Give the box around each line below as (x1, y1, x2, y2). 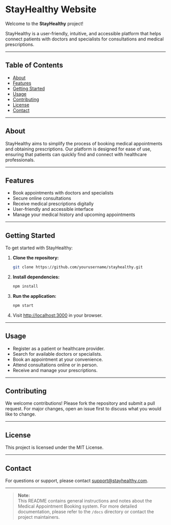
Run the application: (12, 293, 57, 299)
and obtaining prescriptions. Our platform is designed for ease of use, (5, 146, 152, 152)
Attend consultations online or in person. (12, 362, 98, 368)
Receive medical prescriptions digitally (12, 201, 94, 207)
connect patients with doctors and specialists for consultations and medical (5, 36, 164, 42)
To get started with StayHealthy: (5, 245, 73, 251)
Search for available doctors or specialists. (12, 351, 103, 357)
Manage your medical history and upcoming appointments (12, 211, 136, 218)
